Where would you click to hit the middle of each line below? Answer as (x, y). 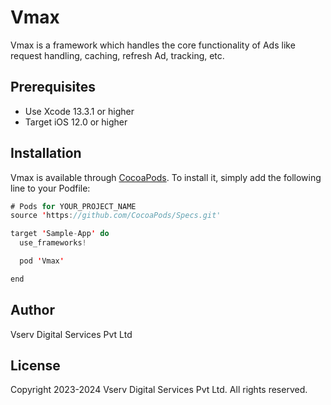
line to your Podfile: (50, 188)
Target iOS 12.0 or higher (76, 122)
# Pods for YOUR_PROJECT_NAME (73, 206)
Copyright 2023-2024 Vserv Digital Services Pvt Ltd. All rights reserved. (159, 390)
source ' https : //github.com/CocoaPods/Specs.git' (116, 216)
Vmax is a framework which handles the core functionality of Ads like (153, 45)
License (35, 366)
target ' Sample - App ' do (60, 234)
